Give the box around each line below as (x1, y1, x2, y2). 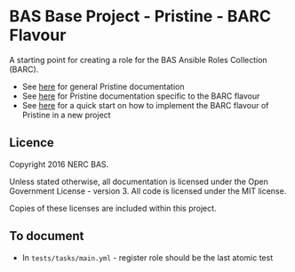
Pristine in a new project (21, 109, 111, 120)
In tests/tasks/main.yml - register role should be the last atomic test (21, 252, 274, 263)
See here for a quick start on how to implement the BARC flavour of (21, 100, 269, 110)
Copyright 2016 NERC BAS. (9, 158, 109, 170)
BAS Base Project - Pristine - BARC (9, 6, 271, 27)
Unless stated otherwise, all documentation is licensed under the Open (9, 176, 268, 187)
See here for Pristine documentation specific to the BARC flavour (21, 91, 260, 101)
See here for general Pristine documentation (21, 81, 185, 92)
